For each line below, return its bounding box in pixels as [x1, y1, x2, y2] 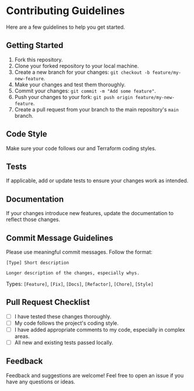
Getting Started [6, 40, 64, 50]
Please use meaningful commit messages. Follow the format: [6, 249, 153, 256]
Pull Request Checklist [6, 297, 90, 307]
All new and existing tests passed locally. [14, 339, 114, 346]
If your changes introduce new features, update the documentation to [6, 210, 174, 217]
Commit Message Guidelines [6, 233, 113, 243]
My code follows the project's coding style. [14, 319, 119, 327]
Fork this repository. [14, 56, 63, 63]
